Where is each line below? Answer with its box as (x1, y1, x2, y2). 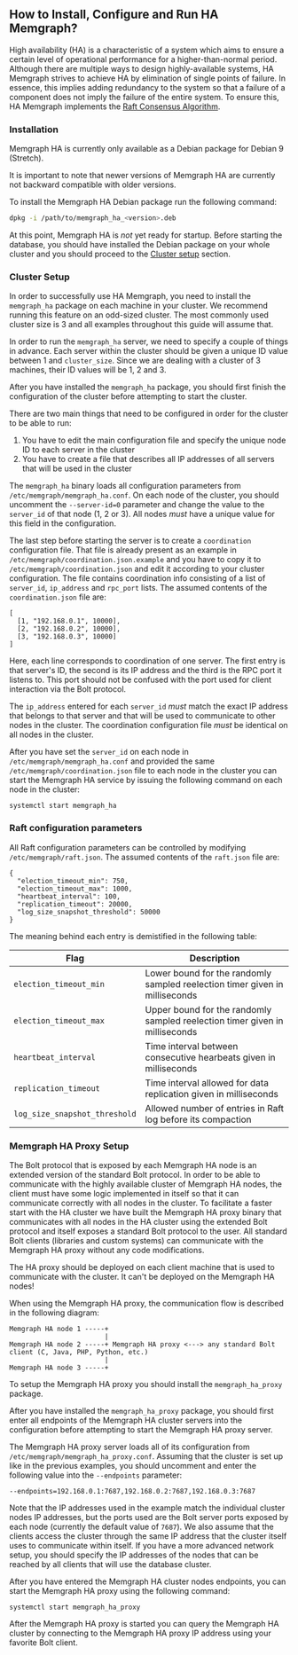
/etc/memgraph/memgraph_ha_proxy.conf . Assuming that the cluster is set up (9, 1450, 284, 1462)
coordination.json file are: (9, 592, 106, 602)
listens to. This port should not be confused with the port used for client (9, 674, 272, 686)
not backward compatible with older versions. (9, 179, 176, 190)
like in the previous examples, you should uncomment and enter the (9, 1460, 257, 1471)
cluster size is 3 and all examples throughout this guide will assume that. (9, 319, 274, 330)
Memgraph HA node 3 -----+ (9, 1363, 109, 1372)
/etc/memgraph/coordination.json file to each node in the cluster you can (9, 765, 278, 776)
